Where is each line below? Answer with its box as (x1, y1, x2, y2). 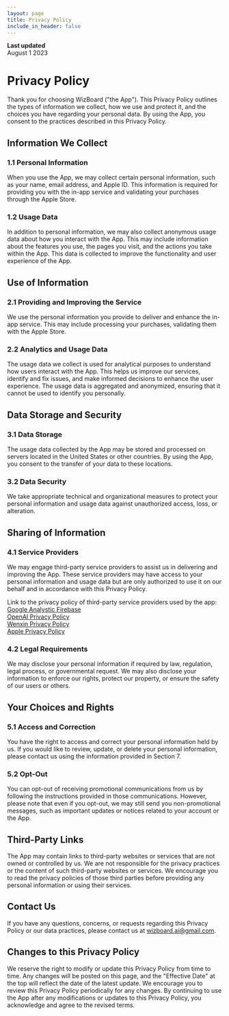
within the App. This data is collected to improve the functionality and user (7, 249, 217, 258)
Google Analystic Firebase (7, 605, 81, 613)
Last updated (7, 42, 46, 50)
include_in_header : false (7, 23, 81, 29)
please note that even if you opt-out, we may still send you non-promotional (7, 800, 221, 808)
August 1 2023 (7, 49, 48, 57)
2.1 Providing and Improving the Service (7, 297, 142, 307)
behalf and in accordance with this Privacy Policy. (7, 584, 147, 593)
